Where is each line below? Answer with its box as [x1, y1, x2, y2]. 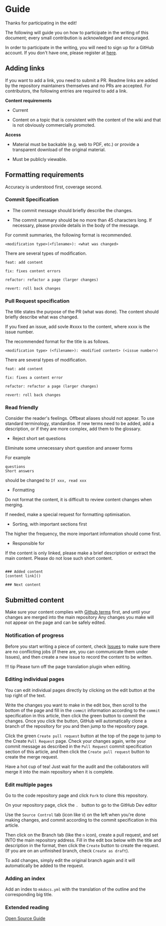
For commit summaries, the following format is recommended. [5, 232, 132, 238]
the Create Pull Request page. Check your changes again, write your [5, 738, 146, 744]
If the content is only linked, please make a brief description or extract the [5, 550, 156, 556]
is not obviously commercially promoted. [12, 122, 96, 128]
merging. [5, 502, 24, 508]
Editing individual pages [5, 676, 64, 683]
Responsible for [12, 540, 45, 546]
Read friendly [5, 404, 39, 411]
